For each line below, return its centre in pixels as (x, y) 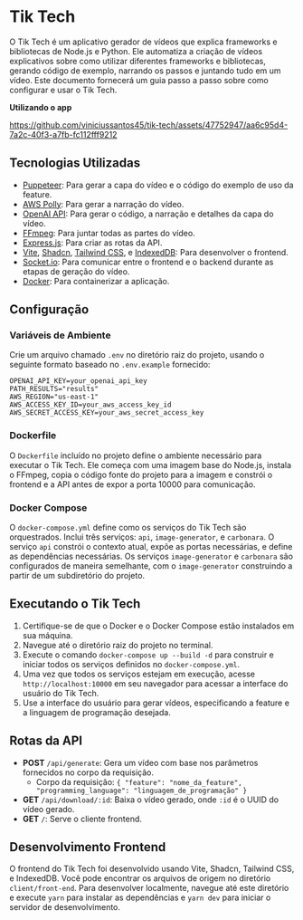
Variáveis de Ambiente (60, 335)
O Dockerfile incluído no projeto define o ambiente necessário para (136, 455)
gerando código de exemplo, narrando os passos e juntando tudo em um (146, 71)
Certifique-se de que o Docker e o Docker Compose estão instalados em (158, 626)
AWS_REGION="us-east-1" (54, 397)
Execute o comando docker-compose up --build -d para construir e (148, 655)
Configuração (49, 310)
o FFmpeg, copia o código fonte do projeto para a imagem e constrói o (141, 474)
